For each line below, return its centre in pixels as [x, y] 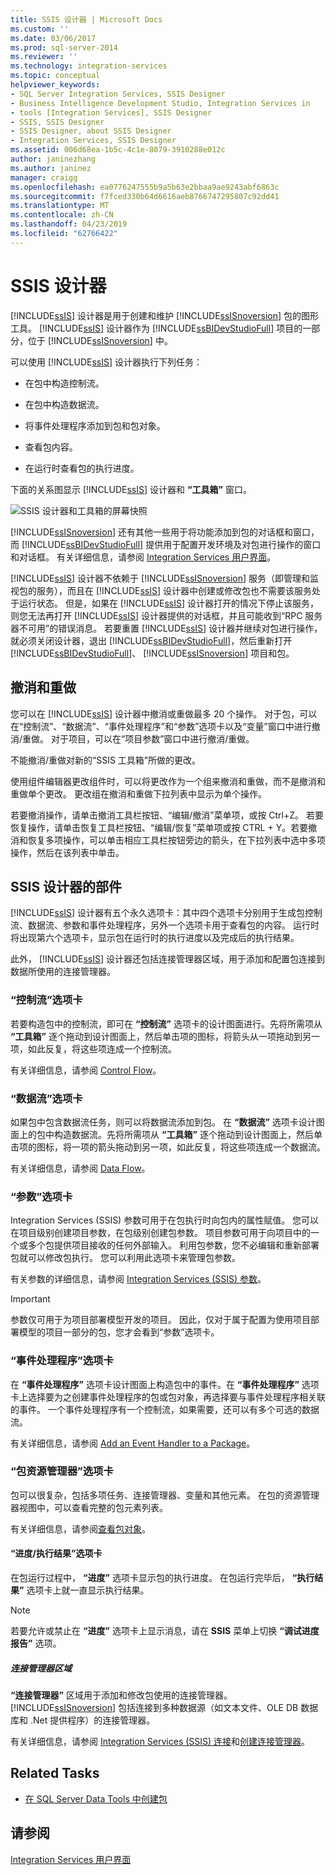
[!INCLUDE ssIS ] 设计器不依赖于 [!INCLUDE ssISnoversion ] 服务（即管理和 [160, 578]
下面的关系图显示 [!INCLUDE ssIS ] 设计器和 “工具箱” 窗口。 [131, 489]
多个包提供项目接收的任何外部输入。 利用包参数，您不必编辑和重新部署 [173, 1245]
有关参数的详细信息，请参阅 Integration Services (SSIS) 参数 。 [138, 1279]
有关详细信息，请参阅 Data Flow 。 [80, 1168]
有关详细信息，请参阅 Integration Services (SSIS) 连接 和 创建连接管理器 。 [160, 1741]
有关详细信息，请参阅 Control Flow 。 [86, 1070]
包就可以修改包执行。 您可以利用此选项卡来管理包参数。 [125, 1258]
